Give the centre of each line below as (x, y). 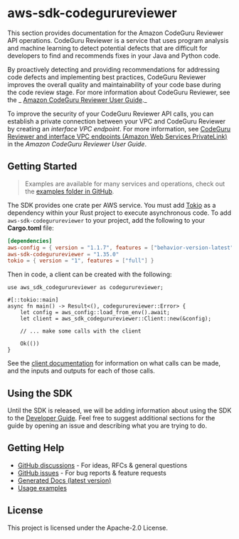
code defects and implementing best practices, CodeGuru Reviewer (107, 77)
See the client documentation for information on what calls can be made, (114, 363)
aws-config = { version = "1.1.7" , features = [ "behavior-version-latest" (121, 248)
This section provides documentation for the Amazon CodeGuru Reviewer (116, 33)
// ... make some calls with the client (81, 331)
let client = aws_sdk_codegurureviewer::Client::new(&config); (116, 319)
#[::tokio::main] (33, 300)
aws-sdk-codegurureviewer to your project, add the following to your (106, 220)
